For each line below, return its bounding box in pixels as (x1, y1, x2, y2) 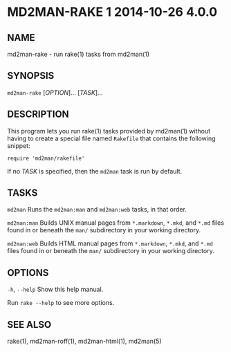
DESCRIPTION (7, 109, 69, 120)
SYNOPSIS (7, 70, 55, 82)
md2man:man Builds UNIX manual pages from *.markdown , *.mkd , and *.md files (7, 219, 225, 227)
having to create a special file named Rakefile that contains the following (7, 134, 216, 142)
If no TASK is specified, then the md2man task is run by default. (7, 167, 183, 175)
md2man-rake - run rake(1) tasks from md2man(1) (7, 50, 150, 58)
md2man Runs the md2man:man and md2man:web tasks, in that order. (7, 205, 187, 214)
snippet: (7, 141, 30, 149)
